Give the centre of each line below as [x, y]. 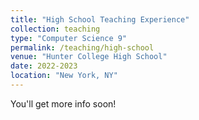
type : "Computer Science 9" [69, 38]
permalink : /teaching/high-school [82, 47]
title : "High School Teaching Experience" [100, 19]
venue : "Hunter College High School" [89, 57]
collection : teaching [55, 29]
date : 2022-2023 [44, 66]
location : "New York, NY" [64, 76]
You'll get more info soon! [63, 103]
